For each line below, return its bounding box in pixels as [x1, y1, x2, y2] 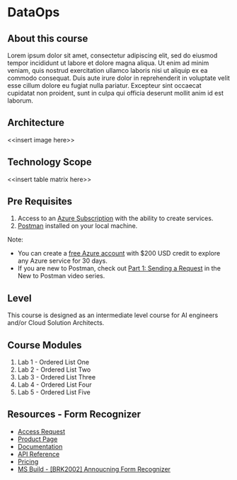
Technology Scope [7, 156, 92, 168]
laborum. [7, 96, 34, 105]
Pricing [17, 457, 39, 466]
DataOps [7, 4, 60, 21]
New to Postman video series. [17, 272, 105, 280]
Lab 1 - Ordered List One [17, 358, 90, 367]
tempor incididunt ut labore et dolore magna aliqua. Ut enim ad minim [7, 59, 209, 67]
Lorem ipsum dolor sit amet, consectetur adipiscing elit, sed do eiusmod [7, 51, 218, 59]
